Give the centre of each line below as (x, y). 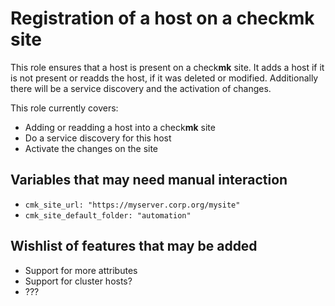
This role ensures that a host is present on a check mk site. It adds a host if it (167, 67)
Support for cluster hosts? (78, 281)
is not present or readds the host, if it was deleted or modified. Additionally (164, 78)
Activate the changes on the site (91, 148)
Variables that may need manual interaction (149, 180)
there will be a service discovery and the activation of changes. (141, 88)
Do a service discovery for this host (98, 138)
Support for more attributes (81, 270)
